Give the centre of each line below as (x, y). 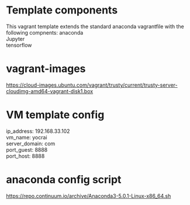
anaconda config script (64, 180)
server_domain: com (31, 143)
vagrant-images (46, 69)
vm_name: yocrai (27, 137)
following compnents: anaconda (45, 32)
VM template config (55, 115)
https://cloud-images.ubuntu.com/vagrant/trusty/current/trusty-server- (92, 85)
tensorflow (19, 45)
